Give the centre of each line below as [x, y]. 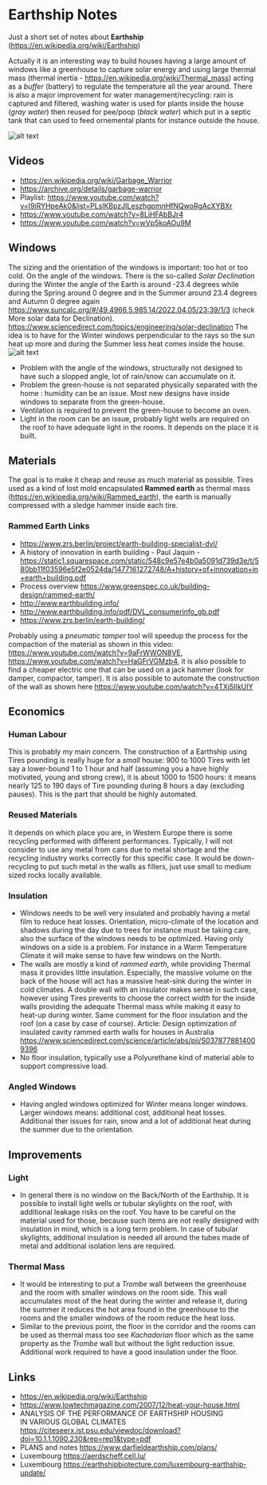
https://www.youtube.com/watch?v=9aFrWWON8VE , [96, 653]
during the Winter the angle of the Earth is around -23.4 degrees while [124, 284]
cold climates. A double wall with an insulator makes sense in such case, [139, 989]
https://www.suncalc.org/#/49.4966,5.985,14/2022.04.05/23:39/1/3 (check [132, 309]
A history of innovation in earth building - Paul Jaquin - [110, 552]
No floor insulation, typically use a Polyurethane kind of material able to [137, 1057]
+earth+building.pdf [53, 577]
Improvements [45, 1154]
